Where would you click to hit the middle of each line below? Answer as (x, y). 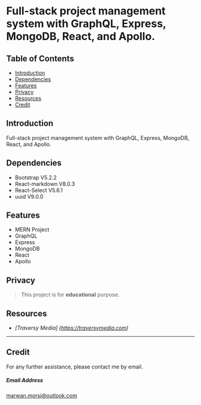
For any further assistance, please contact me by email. (75, 367)
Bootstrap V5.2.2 (36, 177)
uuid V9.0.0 (29, 196)
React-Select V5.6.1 (39, 190)
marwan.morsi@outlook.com (42, 395)
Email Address (25, 380)
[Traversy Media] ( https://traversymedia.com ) (71, 328)
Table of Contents (40, 58)
